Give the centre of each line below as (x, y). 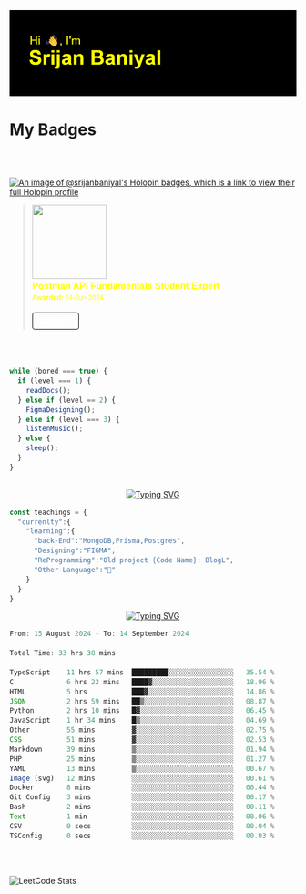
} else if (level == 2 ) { (67, 400)
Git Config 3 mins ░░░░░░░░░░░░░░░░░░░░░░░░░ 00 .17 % (142, 797)
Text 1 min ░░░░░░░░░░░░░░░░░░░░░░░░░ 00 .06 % (142, 817)
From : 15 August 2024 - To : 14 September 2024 (99, 634)
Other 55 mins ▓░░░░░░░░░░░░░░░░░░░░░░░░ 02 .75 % (142, 730)
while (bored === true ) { (58, 371)
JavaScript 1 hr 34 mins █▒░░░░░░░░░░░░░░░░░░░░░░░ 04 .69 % (142, 721)
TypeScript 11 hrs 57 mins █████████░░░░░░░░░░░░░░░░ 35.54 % (142, 672)
